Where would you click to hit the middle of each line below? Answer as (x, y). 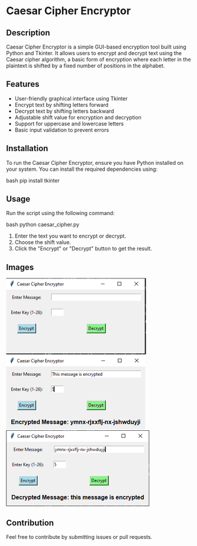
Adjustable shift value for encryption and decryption (78, 117)
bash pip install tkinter (33, 180)
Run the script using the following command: (60, 213)
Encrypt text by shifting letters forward (62, 105)
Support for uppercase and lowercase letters (69, 123)
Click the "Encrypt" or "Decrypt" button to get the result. (83, 249)
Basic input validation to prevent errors (62, 130)
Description (28, 33)
